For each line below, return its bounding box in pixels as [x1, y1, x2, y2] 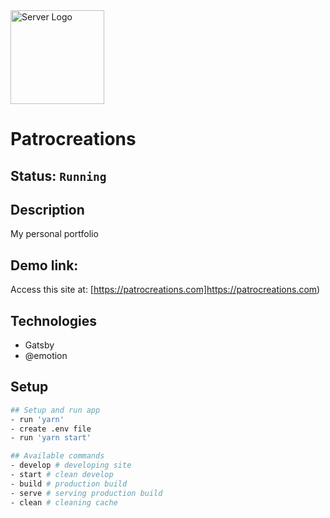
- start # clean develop [10, 470, 114, 480]
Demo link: [10, 257, 79, 274]
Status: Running [10, 167, 107, 184]
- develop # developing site [10, 460, 132, 471]
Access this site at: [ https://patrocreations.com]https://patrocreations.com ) [10, 284, 321, 296]
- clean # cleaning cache [10, 497, 118, 508]
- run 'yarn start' [10, 433, 92, 443]
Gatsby [24, 339, 55, 351]
